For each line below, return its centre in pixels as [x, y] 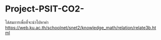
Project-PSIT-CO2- [45, 9]
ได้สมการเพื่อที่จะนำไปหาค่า [27, 22]
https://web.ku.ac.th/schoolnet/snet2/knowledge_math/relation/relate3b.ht [80, 27]
